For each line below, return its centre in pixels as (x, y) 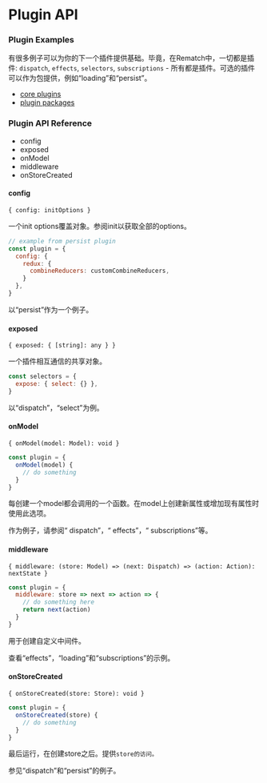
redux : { (37, 263)
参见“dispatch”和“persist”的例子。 (64, 771)
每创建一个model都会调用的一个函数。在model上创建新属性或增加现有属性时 (134, 504)
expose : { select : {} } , (57, 384)
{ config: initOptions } (50, 210)
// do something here (58, 602)
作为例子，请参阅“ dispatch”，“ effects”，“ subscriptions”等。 (110, 531)
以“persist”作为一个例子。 (51, 309)
